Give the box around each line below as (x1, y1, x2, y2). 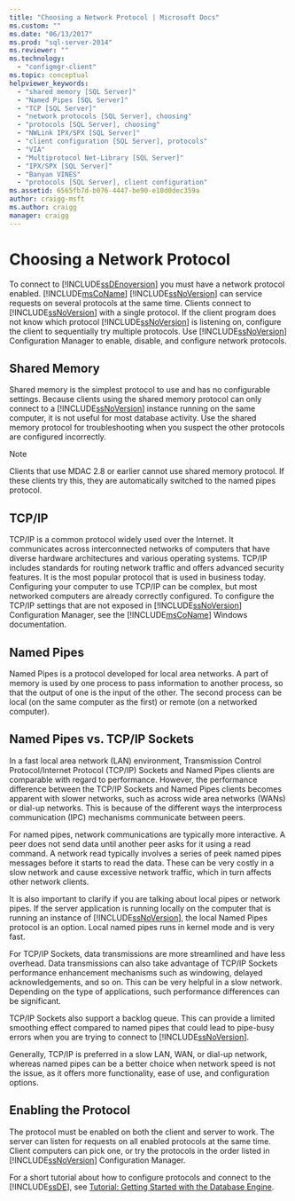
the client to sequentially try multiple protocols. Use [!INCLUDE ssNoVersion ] (9, 326, 288, 336)
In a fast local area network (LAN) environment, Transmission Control (9, 755, 262, 766)
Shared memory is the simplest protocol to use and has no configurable (9, 384, 271, 395)
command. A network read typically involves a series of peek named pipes (9, 848, 282, 858)
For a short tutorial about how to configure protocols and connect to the (9, 1172, 272, 1182)
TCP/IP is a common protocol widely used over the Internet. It (9, 534, 234, 545)
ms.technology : (9, 54, 66, 63)
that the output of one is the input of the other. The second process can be (9, 687, 283, 698)
